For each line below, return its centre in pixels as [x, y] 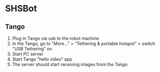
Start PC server [28, 54]
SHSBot [21, 9]
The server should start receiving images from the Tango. [70, 64]
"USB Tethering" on [32, 49]
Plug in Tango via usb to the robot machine [55, 38]
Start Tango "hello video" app [42, 59]
